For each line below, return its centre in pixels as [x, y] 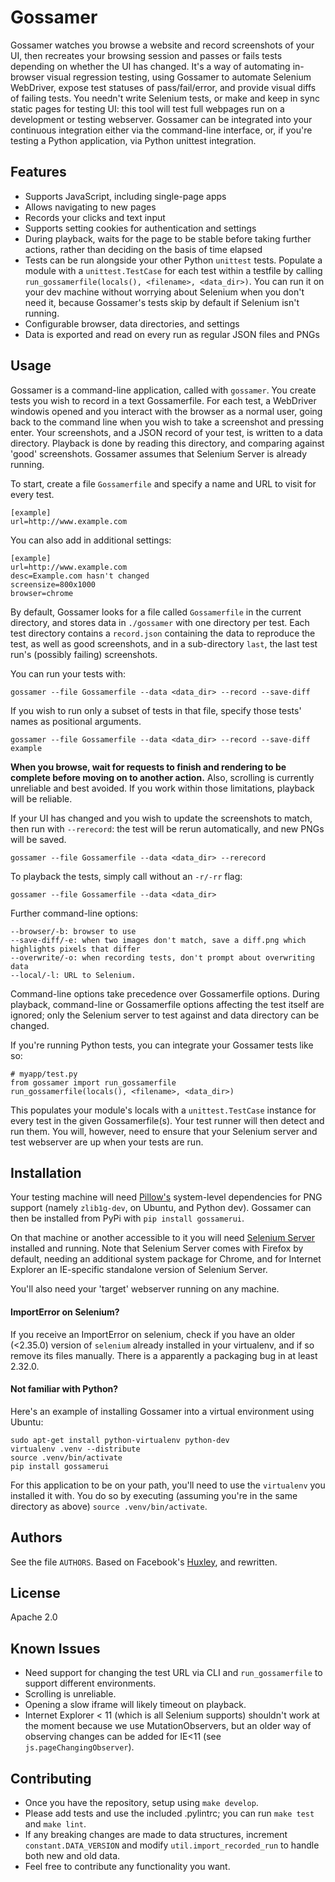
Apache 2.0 [34, 1617]
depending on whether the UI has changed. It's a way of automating [150, 66]
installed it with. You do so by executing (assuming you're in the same [154, 1495]
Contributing [51, 1778]
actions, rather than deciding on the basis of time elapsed [143, 249]
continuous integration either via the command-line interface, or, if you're [161, 130]
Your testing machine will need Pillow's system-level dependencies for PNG [166, 1197]
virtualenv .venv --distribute [75, 1449]
